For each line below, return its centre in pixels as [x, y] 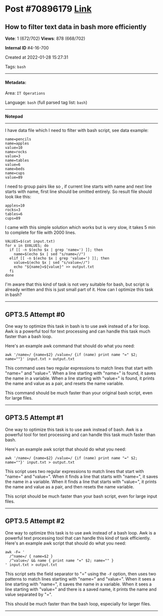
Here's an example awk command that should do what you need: [70, 346]
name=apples [17, 144]
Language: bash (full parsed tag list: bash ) [46, 102]
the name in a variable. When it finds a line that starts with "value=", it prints [81, 482]
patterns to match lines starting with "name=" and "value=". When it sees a [80, 579]
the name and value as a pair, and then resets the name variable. [70, 486]
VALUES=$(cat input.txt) [30, 242]
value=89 [14, 178]
